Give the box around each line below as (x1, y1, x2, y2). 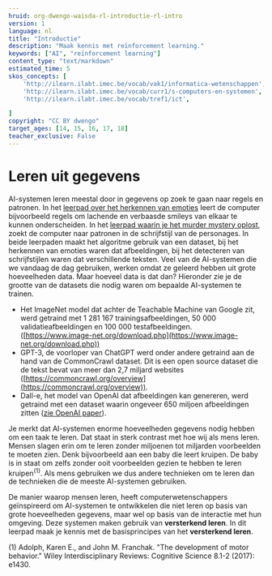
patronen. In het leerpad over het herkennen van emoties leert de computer (8, 202, 261, 212)
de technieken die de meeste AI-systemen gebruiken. (8, 476, 188, 487)
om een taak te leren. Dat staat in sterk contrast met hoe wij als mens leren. (8, 432, 260, 442)
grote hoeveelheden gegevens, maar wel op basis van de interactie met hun (8, 509, 261, 519)
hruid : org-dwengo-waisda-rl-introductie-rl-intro (8, 11, 183, 20)
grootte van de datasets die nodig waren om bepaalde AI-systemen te (8, 280, 242, 290)
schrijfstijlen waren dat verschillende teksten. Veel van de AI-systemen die (8, 254, 257, 264)
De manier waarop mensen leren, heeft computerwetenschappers (8, 492, 228, 502)
